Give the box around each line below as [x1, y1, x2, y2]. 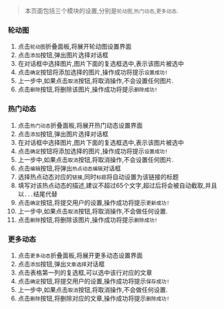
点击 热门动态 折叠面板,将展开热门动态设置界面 [17, 121, 143, 129]
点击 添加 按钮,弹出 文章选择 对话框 [17, 260, 105, 268]
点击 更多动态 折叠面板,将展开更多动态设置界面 [17, 251, 143, 260]
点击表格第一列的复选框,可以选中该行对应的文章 [17, 268, 153, 277]
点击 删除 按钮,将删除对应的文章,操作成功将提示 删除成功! [17, 294, 170, 302]
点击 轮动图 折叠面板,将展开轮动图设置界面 [17, 43, 132, 51]
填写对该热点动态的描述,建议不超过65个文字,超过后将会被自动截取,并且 [17, 181, 217, 190]
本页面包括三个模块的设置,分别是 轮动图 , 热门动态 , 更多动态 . [24, 7, 179, 14]
